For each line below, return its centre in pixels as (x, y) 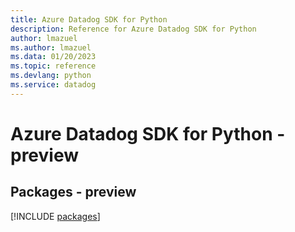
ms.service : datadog (53, 85)
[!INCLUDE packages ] (55, 216)
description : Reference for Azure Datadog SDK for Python (133, 29)
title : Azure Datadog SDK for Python (89, 19)
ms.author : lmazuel (51, 47)
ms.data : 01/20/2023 (53, 57)
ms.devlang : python (51, 76)
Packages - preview (73, 192)
